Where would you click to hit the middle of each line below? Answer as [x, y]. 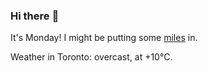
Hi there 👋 [35, 16]
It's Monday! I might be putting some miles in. [104, 38]
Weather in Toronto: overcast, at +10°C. [91, 57]
